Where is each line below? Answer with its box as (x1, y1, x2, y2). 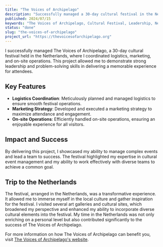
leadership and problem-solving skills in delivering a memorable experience (5, 63, 157, 69)
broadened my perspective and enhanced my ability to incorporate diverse (5, 207, 155, 212)
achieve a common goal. (5, 164, 54, 170)
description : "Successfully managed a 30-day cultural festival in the (5, 12, 153, 17)
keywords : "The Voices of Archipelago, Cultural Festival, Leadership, (5, 20, 153, 26)
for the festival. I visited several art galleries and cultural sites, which (5, 201, 142, 207)
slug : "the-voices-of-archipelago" (5, 30, 77, 35)
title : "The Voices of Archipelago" (5, 7, 79, 12)
